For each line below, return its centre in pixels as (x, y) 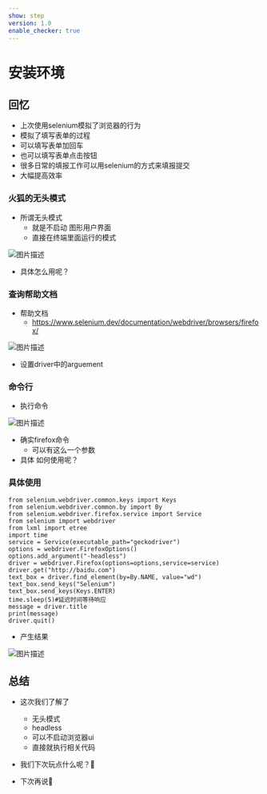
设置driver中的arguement (62, 364)
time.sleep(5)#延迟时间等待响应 (57, 599)
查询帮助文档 (33, 294)
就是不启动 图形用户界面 (72, 227)
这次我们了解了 (44, 702)
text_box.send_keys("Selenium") (62, 584)
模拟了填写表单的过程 (55, 135)
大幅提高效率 (41, 175)
